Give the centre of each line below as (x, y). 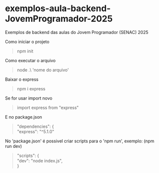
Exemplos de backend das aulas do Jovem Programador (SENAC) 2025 (77, 32)
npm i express (31, 88)
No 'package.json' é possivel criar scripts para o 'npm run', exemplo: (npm (80, 141)
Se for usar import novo (29, 98)
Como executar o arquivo (30, 60)
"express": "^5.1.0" (35, 131)
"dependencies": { (35, 126)
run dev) (14, 146)
